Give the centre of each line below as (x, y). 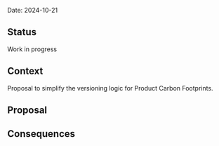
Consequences (41, 134)
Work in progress (32, 49)
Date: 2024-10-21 (33, 10)
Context (25, 71)
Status (22, 32)
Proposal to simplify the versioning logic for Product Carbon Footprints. (110, 88)
